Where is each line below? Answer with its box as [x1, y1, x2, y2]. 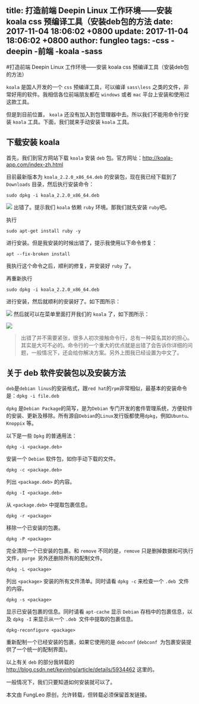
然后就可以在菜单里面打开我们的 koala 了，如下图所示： [13, 310, 150, 318]
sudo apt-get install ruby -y [6, 228, 81, 234]
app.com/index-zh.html [6, 161, 64, 168]
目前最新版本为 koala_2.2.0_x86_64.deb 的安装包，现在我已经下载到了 [6, 173, 177, 180]
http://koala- [142, 154, 173, 161]
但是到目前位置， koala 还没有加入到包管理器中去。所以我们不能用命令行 [6, 110, 184, 118]
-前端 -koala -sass [34, 46, 103, 56]
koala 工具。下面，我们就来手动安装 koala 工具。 [12, 118, 132, 125]
